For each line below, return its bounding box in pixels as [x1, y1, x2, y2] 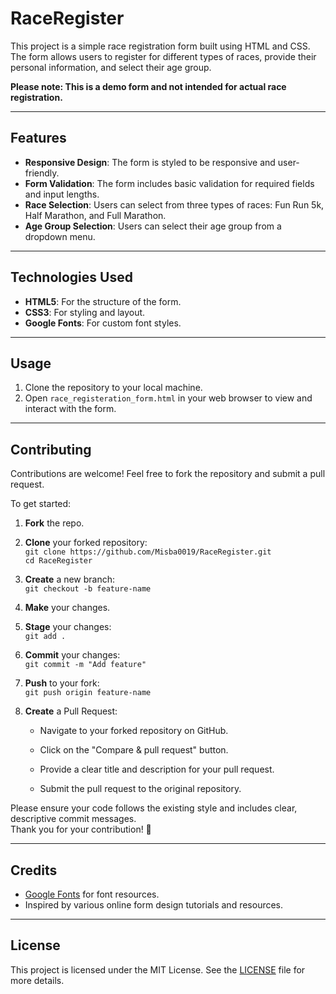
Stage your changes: [24, 621, 112, 633]
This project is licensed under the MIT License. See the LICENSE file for [10, 963, 306, 976]
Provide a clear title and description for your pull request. [39, 763, 275, 776]
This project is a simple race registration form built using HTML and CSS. [10, 40, 311, 52]
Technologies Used [10, 269, 133, 286]
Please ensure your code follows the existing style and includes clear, [10, 802, 298, 814]
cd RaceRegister [24, 556, 93, 566]
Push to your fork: [24, 677, 100, 689]
